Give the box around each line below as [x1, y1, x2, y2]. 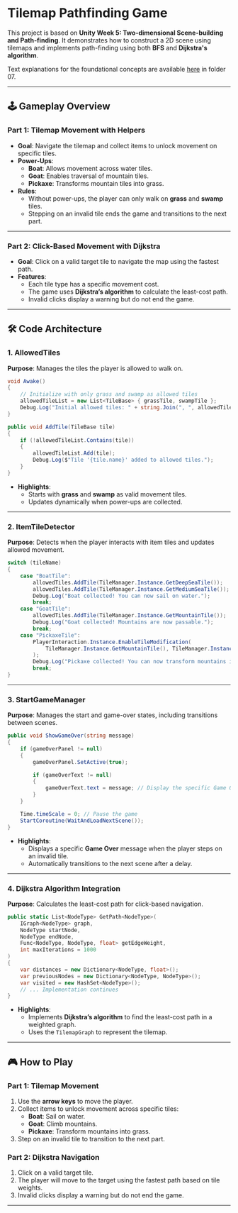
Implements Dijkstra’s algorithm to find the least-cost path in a [28, 1013, 212, 1021]
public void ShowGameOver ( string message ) [7, 732, 135, 739]
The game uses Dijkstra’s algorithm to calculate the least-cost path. [28, 287, 228, 296]
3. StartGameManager [7, 694, 86, 704]
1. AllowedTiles [7, 348, 61, 358]
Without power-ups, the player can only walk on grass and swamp [28, 194, 224, 203]
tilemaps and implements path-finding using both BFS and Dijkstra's [7, 43, 208, 52]
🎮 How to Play [7, 1056, 74, 1068]
